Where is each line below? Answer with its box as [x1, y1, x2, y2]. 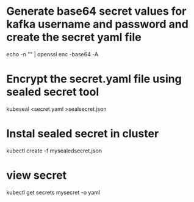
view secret [6, 168, 67, 182]
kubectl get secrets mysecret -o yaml [6, 189, 101, 196]
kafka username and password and [6, 17, 189, 31]
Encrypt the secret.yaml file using [6, 72, 182, 86]
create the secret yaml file [6, 31, 142, 44]
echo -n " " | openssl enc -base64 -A [6, 50, 99, 58]
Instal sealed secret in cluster [6, 127, 159, 141]
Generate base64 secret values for [6, 4, 187, 18]
